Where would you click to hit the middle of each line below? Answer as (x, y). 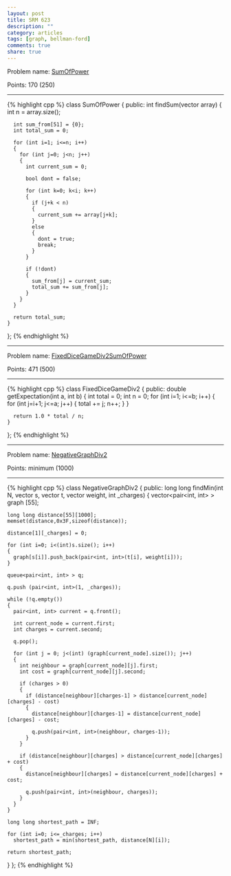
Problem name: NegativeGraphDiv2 (57, 454)
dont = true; (56, 239)
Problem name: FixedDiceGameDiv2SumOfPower (77, 356)
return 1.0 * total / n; (49, 416)
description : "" (30, 26)
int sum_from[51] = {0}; (49, 125)
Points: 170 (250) (31, 85)
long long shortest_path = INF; (53, 822)
